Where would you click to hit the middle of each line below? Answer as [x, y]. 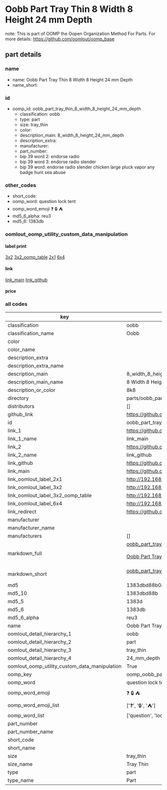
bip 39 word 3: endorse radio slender [58, 162]
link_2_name [22, 455]
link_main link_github [27, 280]
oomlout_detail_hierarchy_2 [40, 642]
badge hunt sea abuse [43, 172]
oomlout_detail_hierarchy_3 [40, 650]
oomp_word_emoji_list [34, 705]
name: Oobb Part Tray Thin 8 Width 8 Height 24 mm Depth [72, 80]
